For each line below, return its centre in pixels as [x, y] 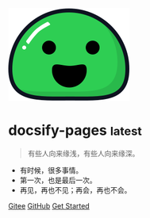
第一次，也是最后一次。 [58, 180]
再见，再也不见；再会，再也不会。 [75, 189]
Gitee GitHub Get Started [49, 205]
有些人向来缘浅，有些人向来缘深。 [83, 153]
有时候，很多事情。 [51, 170]
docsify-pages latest [75, 130]
